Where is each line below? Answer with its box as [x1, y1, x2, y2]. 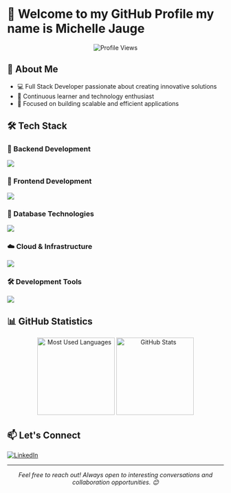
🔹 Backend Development [7, 144, 91, 154]
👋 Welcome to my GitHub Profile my [7, 6, 214, 22]
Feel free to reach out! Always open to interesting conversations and [18, 471, 213, 479]
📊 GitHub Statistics [7, 316, 93, 327]
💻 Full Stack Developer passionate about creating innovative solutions [16, 82, 217, 90]
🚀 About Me [7, 63, 58, 75]
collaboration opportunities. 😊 [71, 478, 159, 487]
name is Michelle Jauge [7, 21, 145, 36]
